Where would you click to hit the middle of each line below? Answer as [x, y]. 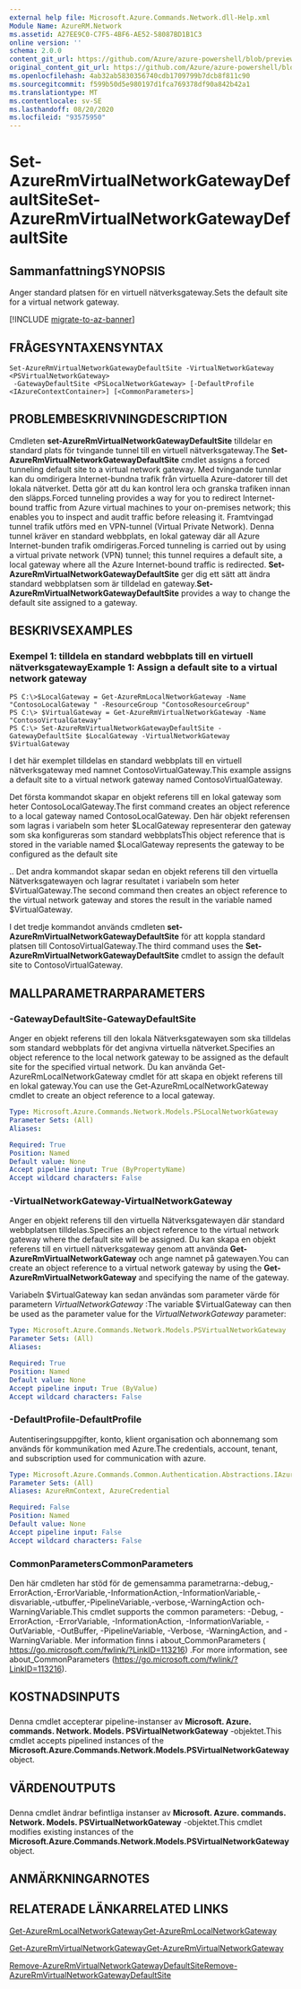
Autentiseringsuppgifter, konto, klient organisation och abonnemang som [144, 1439]
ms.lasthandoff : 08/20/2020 [62, 109]
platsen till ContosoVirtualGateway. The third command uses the [126, 946]
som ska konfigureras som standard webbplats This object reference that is [147, 835]
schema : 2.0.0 [36, 51]
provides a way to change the [236, 593]
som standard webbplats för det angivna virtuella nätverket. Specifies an [142, 1048]
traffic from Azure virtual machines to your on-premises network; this [163, 507]
